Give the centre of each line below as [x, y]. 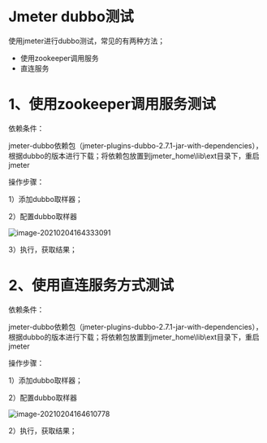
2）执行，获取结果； [43, 430]
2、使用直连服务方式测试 [91, 285]
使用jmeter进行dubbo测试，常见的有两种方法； [87, 41]
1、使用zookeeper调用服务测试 [112, 105]
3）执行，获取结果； [43, 249]
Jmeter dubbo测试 [71, 17]
